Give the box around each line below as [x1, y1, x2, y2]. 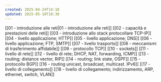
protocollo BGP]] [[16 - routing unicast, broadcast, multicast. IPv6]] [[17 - [5, 61, 150, 67]
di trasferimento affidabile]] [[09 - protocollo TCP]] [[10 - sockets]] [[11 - [5, 46, 149, 51]
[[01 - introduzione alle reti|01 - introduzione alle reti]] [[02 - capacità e [5, 25, 146, 31]
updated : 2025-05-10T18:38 [5, 12, 60, 16]
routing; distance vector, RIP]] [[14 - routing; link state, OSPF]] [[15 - [5, 56, 141, 62]
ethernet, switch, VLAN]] [5, 71, 55, 77]
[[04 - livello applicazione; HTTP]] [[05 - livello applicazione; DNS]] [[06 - [5, 35, 152, 41]
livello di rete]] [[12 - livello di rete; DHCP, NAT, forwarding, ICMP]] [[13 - [5, 50, 149, 56]
